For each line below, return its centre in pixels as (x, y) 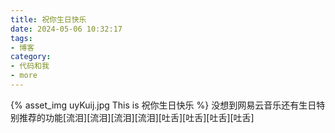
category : (31, 57)
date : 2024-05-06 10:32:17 (66, 29)
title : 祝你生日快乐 (48, 19)
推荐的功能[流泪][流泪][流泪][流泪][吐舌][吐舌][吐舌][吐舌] (136, 117)
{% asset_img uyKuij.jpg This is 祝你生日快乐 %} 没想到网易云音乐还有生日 (163, 105)
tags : (21, 38)
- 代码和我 (30, 66)
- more (24, 76)
